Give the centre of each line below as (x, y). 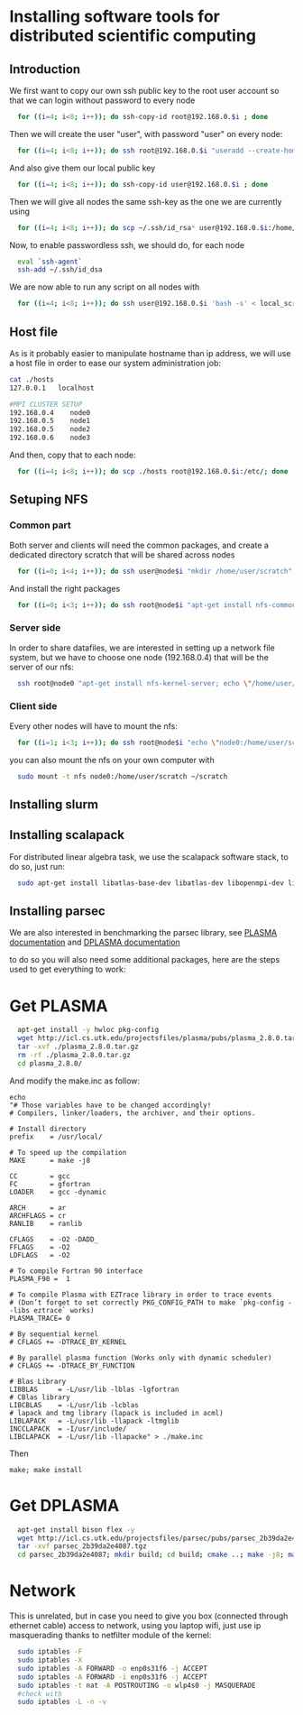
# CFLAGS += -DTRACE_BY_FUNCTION (72, 1365)
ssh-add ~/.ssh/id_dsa (60, 270)
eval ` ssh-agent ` (50, 262)
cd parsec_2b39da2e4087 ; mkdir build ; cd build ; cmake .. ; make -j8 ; (151, 1555)
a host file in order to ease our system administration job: (115, 363)
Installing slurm (54, 804)
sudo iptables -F (50, 1652)
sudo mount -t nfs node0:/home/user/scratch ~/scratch (123, 776)
